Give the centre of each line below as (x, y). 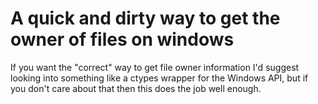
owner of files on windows (122, 39)
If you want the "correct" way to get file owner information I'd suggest (155, 67)
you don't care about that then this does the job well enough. (136, 88)
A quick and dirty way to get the (145, 18)
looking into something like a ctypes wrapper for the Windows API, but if (159, 78)
